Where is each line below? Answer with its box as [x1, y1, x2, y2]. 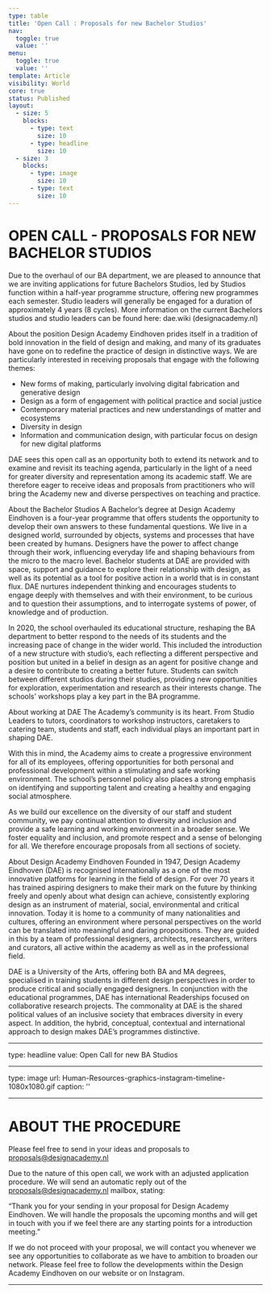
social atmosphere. [8, 791, 73, 801]
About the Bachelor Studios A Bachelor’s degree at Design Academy [8, 504, 236, 514]
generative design [19, 387, 81, 397]
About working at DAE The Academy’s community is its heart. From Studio [8, 707, 255, 716]
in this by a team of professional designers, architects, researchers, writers [8, 933, 257, 944]
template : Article [8, 72, 70, 80]
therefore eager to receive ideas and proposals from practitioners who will [8, 480, 256, 490]
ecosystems [19, 413, 61, 423]
